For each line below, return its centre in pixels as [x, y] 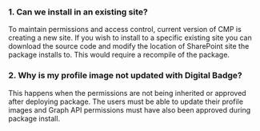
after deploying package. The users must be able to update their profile [126, 101]
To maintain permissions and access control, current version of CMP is [125, 30]
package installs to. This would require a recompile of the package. [119, 55]
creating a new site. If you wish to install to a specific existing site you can [130, 38]
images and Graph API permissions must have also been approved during [130, 109]
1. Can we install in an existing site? [78, 12]
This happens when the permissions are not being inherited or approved [127, 93]
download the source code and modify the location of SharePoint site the [129, 46]
